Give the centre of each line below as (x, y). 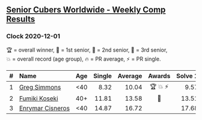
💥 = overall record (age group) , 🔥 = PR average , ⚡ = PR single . (84, 59)
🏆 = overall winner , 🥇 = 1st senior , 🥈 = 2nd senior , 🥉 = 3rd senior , (87, 50)
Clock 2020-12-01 (33, 37)
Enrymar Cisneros (44, 108)
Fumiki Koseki (38, 98)
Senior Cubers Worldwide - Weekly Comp (86, 10)
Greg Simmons (40, 88)
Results (21, 19)
